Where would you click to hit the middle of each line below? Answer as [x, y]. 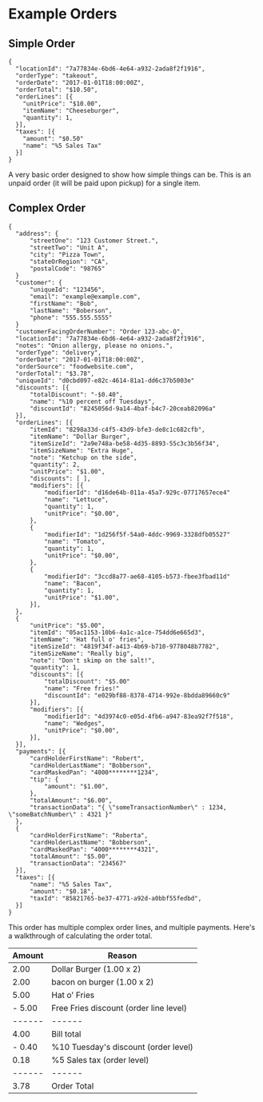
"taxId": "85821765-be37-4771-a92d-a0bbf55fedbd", [116, 898]
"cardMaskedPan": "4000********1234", [94, 773]
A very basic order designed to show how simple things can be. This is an [130, 174]
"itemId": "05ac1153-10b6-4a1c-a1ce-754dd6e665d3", [117, 633]
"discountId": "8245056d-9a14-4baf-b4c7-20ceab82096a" [123, 409]
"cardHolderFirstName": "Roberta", [89, 835]
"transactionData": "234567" [78, 863]
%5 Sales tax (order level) [100, 1060]
